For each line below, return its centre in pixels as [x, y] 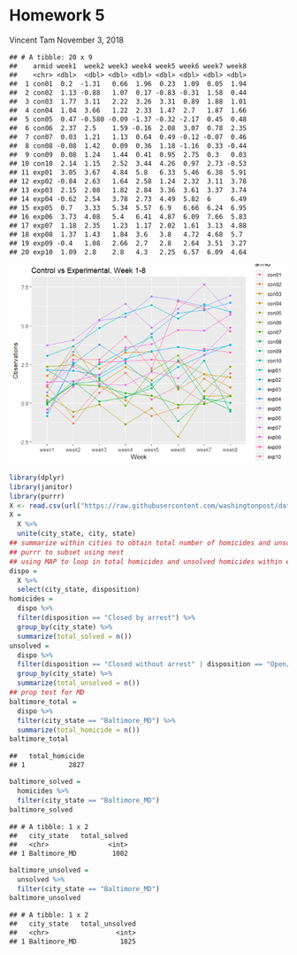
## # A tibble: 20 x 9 [51, 57]
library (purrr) [37, 496]
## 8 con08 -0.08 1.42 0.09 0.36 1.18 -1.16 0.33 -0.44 [128, 146]
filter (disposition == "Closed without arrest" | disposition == [140, 664]
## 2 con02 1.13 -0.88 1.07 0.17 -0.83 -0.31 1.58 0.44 [128, 93]
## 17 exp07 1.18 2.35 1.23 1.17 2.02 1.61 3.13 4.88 [128, 225]
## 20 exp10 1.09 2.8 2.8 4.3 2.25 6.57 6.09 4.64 [128, 252]
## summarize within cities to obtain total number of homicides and [140, 543]
